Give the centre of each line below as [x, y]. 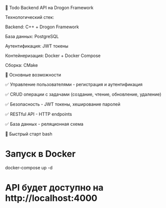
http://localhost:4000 [51, 198]
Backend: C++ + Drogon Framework [42, 27]
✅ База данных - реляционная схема [44, 124]
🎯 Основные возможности [33, 75]
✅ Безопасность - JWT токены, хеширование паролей [63, 104]
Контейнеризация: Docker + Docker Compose [53, 55]
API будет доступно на [54, 188]
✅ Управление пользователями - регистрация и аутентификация [74, 84]
